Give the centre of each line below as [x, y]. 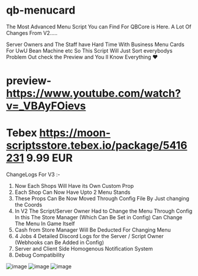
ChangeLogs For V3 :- [33, 174]
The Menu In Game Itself [45, 224]
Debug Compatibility [40, 255]
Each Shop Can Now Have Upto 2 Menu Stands [72, 192]
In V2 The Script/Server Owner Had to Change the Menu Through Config [103, 211]
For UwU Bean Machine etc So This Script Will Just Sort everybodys [89, 50]
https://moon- [75, 133]
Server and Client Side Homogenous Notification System [84, 249]
